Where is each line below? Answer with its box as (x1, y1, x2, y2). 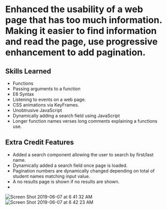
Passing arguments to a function (12, 86, 81, 92)
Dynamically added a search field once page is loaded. (12, 162, 128, 168)
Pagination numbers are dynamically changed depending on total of (12, 167, 155, 173)
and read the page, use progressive (5, 36, 158, 48)
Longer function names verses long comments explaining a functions (12, 118, 157, 124)
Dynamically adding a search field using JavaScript (12, 113, 120, 119)
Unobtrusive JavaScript (12, 108, 62, 113)
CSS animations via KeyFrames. (12, 102, 80, 108)
